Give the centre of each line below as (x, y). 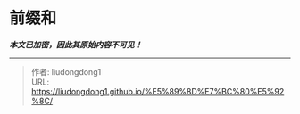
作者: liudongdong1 (66, 71)
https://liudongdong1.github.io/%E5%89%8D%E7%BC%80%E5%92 (158, 91)
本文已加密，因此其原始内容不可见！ (76, 45)
